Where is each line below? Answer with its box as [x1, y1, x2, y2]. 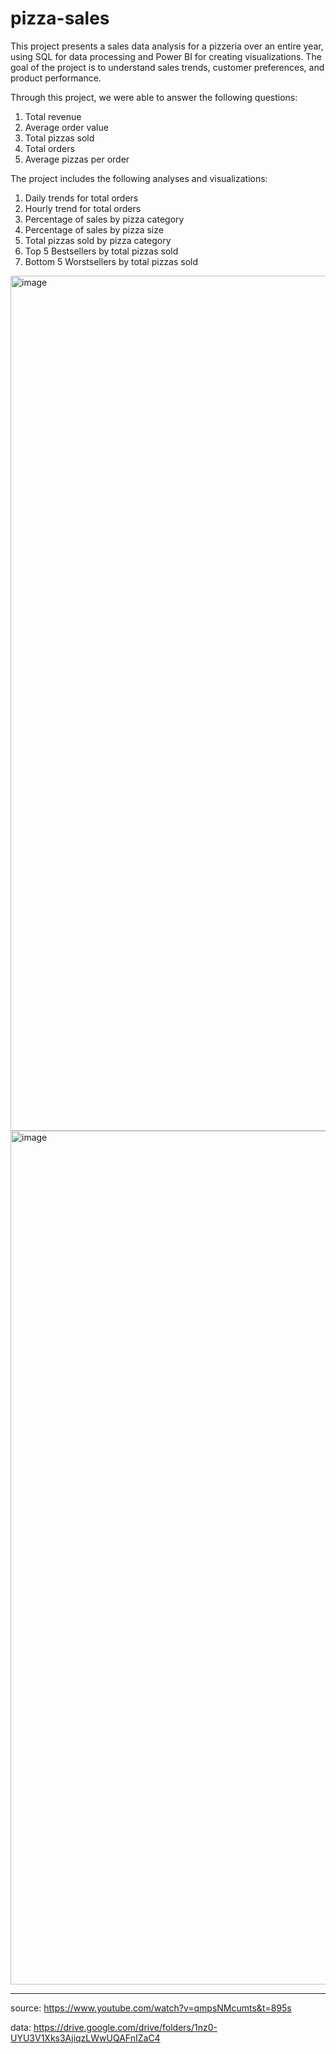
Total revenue [24, 110, 82, 122]
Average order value [24, 121, 109, 133]
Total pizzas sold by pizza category [24, 234, 172, 246]
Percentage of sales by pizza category [24, 213, 185, 225]
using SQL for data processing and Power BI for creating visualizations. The [10, 50, 322, 62]
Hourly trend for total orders [24, 202, 142, 214]
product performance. [10, 72, 102, 84]
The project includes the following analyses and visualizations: [10, 172, 268, 184]
